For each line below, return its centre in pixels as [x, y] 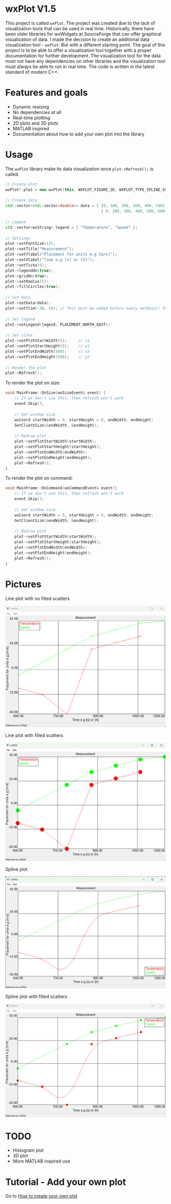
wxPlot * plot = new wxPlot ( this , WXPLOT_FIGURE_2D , [61, 190]
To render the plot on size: [33, 383]
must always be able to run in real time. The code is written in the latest [80, 66]
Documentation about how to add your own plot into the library [78, 134]
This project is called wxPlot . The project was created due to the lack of [80, 23]
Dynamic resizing [31, 107]
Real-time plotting [31, 118]
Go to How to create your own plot [41, 1196]
